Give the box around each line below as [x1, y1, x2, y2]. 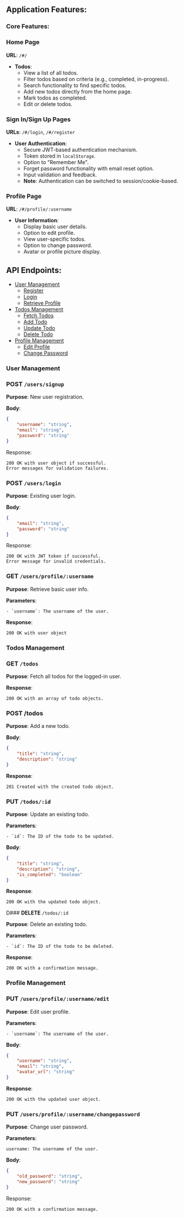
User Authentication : [14, 139, 68, 147]
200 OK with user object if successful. [6, 460, 107, 466]
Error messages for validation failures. [6, 465, 109, 471]
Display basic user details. [23, 223, 87, 230]
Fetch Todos [23, 312, 54, 320]
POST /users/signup [6, 380, 65, 388]
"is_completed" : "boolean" [16, 871, 83, 877]
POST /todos [6, 709, 44, 717]
